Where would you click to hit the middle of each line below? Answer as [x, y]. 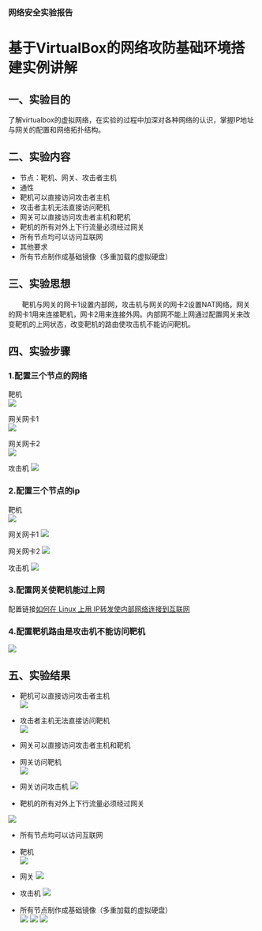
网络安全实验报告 [41, 12]
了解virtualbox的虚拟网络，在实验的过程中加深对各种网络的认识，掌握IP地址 [131, 119]
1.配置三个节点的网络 [48, 375]
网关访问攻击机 [44, 786]
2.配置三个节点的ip [44, 491]
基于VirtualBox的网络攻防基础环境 [120, 48]
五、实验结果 [39, 676]
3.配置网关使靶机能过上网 [56, 590]
